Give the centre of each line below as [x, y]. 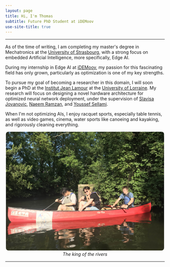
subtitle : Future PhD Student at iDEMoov [50, 21]
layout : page [19, 11]
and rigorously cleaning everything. [42, 125]
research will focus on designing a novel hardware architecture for [74, 93]
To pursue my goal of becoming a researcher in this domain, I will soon [79, 83]
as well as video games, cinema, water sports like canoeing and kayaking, [82, 120]
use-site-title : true [28, 27]
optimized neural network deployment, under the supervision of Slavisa [80, 99]
